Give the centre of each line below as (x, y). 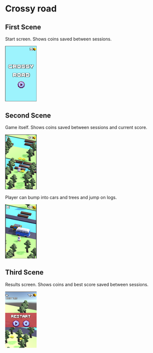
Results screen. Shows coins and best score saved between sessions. (77, 284)
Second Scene (28, 115)
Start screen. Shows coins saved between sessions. (58, 39)
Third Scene (24, 273)
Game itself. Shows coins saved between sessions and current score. (76, 127)
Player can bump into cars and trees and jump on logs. (61, 198)
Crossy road (31, 9)
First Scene (23, 27)
